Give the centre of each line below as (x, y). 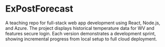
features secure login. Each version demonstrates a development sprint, (81, 33)
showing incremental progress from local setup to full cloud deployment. (81, 39)
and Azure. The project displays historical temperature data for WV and (80, 28)
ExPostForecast (39, 9)
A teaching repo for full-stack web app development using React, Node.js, (83, 23)
